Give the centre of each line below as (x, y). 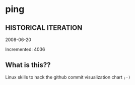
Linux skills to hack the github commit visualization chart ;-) (68, 77)
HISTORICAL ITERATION (44, 28)
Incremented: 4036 (25, 49)
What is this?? (28, 65)
